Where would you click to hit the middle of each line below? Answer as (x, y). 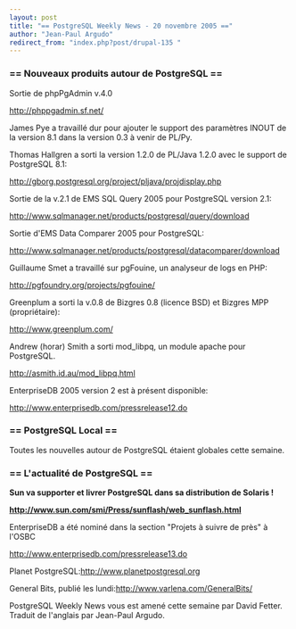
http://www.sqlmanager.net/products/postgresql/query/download (129, 216)
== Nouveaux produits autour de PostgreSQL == (116, 74)
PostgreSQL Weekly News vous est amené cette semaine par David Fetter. (146, 606)
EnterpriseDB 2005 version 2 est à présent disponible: (109, 390)
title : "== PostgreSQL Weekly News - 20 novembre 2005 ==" (121, 26)
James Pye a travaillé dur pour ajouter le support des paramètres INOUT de (148, 128)
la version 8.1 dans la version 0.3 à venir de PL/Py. (101, 137)
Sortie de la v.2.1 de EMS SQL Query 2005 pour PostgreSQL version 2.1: (140, 198)
